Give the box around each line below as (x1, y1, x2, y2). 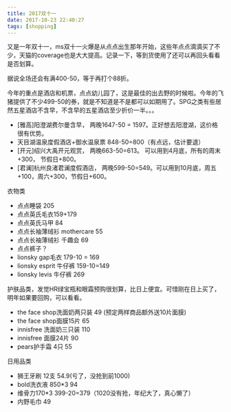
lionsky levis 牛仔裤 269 (16, 270, 85, 279)
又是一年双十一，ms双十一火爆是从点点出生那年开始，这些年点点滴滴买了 (7, 43, 214, 51)
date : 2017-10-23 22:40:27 (7, 17, 85, 23)
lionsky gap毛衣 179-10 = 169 (16, 253, 100, 261)
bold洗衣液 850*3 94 (16, 380, 78, 389)
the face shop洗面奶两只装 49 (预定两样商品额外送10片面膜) (16, 308, 187, 316)
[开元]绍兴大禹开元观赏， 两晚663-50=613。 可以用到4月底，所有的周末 (16, 147, 221, 155)
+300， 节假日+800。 (16, 155, 80, 164)
